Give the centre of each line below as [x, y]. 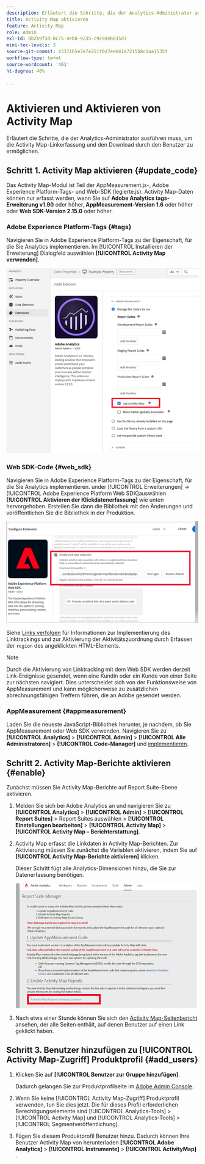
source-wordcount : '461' [38, 64]
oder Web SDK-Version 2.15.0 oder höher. [59, 211]
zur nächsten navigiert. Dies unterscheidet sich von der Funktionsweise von [102, 682]
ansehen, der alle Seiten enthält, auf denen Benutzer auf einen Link [100, 1024]
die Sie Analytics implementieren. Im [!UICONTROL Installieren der [90, 247]
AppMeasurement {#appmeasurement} [67, 711]
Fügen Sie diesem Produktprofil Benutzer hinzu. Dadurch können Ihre [102, 1136]
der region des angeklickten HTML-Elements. [63, 645]
